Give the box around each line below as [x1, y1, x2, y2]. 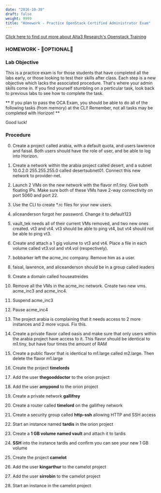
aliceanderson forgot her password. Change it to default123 [12, 211, 132, 217]
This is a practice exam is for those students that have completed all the [5, 70, 149, 76]
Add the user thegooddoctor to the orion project [12, 374, 110, 380]
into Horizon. [12, 153, 39, 159]
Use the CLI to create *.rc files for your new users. [12, 201, 113, 207]
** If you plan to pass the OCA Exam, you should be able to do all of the [5, 100, 148, 106]
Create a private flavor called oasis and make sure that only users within [12, 330, 157, 337]
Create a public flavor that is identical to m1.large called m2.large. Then [12, 350, 154, 356]
